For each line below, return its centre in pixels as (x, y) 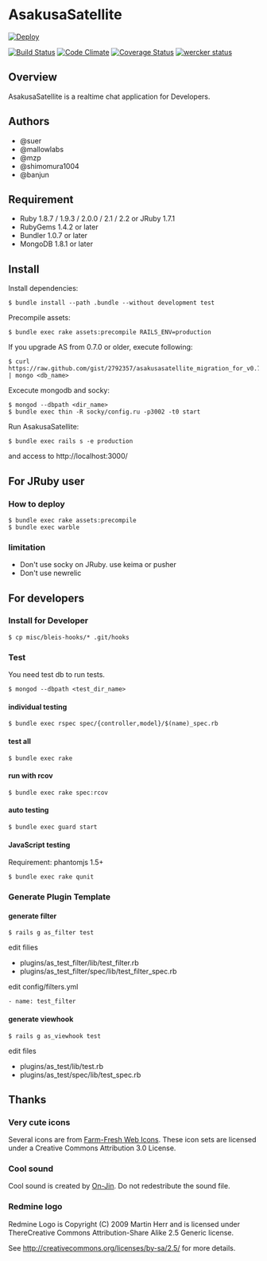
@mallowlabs (42, 149)
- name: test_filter (43, 1001)
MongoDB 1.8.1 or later (56, 244)
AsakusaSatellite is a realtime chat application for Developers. (109, 96)
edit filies (23, 948)
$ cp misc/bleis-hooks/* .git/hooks (69, 637)
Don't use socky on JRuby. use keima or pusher (98, 565)
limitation (27, 547)
